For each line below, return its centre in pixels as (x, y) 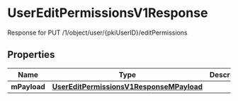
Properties (31, 55)
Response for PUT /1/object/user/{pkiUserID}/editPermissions (97, 32)
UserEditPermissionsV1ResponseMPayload (127, 86)
